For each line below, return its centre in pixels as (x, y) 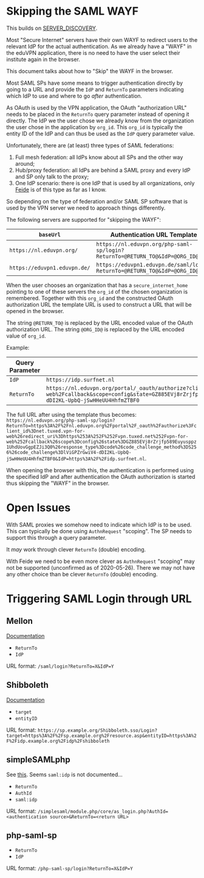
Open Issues (39, 508)
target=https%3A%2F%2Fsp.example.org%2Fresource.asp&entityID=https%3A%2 (102, 735)
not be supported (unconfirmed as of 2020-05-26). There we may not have (101, 567)
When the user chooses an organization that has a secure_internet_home (97, 285)
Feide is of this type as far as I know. (61, 189)
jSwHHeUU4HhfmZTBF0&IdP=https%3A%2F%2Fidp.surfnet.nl (76, 459)
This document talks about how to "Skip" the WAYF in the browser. (90, 71)
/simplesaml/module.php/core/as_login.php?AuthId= (103, 812)
